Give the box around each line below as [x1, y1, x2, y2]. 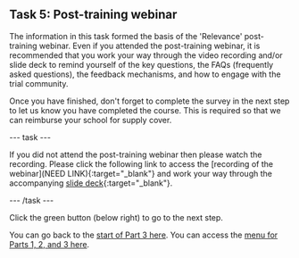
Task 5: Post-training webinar [9, 7, 178, 22]
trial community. [9, 78, 69, 88]
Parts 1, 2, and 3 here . [9, 238, 90, 249]
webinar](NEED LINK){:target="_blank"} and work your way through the [9, 168, 272, 179]
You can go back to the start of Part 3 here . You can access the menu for [9, 229, 278, 240]
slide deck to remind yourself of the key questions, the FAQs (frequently [9, 59, 274, 70]
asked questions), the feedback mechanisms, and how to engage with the [9, 69, 281, 79]
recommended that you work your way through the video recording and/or [9, 49, 283, 61]
